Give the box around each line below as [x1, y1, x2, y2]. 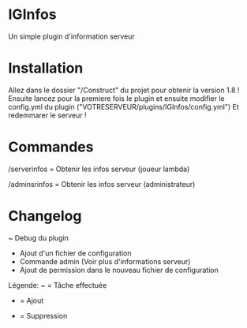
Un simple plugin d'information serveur [8, 32, 136, 41]
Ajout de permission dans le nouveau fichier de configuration [19, 265, 219, 274]
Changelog [8, 207, 82, 225]
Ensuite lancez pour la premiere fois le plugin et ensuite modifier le [8, 93, 225, 103]
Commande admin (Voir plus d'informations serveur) [19, 256, 191, 266]
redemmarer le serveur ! [8, 110, 87, 120]
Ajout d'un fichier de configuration [19, 248, 132, 258]
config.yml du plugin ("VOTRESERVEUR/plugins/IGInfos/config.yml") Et [8, 102, 239, 111]
